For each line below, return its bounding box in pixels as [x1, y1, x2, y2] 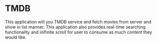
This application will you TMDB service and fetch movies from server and [5, 19, 152, 25]
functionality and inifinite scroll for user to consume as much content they [5, 29, 153, 35]
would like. [5, 34, 27, 40]
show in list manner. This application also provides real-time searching [5, 24, 146, 29]
